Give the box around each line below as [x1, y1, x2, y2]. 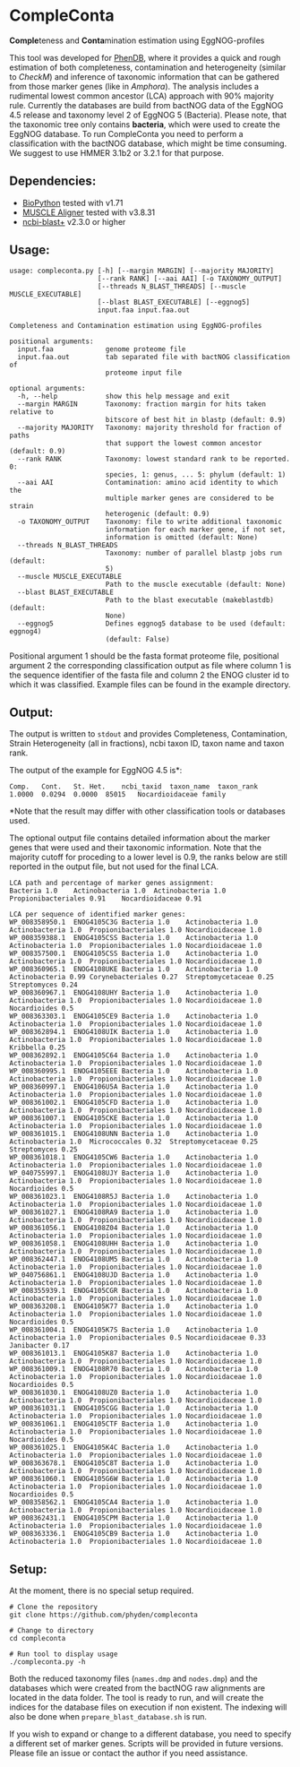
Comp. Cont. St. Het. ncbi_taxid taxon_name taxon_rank [9, 782, 258, 791]
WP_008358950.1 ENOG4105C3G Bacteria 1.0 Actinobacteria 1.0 [9, 918, 258, 927]
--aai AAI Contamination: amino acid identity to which [17, 478, 279, 487]
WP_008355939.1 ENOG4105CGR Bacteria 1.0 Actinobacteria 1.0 [9, 1287, 258, 1296]
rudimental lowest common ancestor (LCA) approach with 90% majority [9, 91, 275, 101]
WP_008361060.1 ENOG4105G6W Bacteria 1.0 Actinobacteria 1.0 [9, 1475, 258, 1484]
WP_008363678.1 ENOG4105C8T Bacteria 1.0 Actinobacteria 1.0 [9, 1459, 258, 1468]
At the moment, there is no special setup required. [9, 1585, 194, 1596]
